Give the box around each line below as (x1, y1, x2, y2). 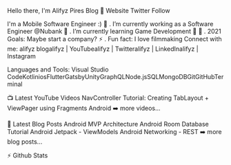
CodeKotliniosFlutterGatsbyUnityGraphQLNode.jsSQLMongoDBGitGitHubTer (7, 73, 224, 80)
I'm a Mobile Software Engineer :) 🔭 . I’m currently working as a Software (7, 20, 214, 27)
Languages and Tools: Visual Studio (7, 65, 109, 74)
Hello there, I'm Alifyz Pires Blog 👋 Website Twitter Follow (7, 7, 170, 14)
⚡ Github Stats (7, 151, 48, 159)
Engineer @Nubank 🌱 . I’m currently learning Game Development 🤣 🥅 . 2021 (7, 27, 222, 35)
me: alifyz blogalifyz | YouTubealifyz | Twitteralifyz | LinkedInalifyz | (7, 45, 199, 53)
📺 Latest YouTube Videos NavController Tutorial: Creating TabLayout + (7, 93, 209, 102)
